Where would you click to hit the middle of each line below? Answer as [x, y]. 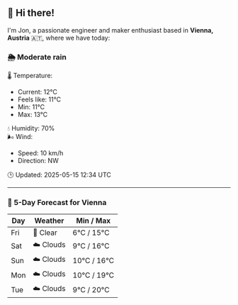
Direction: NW [38, 161]
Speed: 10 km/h [40, 153]
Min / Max [93, 221]
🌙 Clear [45, 233]
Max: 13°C [33, 115]
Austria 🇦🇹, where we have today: [59, 38]
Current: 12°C [38, 92]
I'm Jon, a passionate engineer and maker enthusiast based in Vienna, [110, 30]
